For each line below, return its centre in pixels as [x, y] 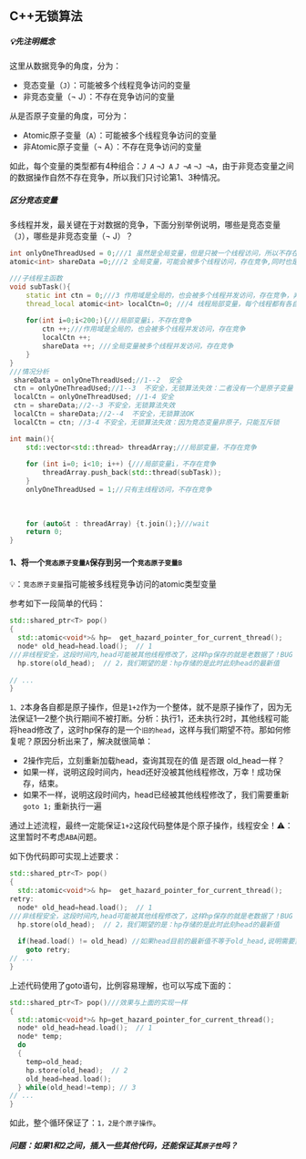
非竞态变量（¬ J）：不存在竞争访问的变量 [98, 97]
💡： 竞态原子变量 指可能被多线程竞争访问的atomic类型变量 [113, 584]
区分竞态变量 [33, 200]
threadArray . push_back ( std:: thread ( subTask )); [132, 473]
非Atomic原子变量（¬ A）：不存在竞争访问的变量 [112, 147]
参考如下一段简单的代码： [57, 603]
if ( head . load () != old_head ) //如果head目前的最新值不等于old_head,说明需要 [156, 941]
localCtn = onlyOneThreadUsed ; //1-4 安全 [94, 397]
